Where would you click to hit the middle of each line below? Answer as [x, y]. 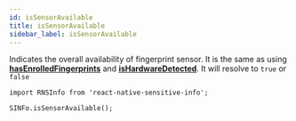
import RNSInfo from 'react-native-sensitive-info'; [109, 93]
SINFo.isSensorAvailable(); [61, 109]
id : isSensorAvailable [51, 17]
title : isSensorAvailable [57, 26]
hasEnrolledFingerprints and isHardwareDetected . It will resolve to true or [148, 69]
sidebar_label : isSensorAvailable [73, 34]
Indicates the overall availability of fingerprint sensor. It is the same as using [148, 60]
